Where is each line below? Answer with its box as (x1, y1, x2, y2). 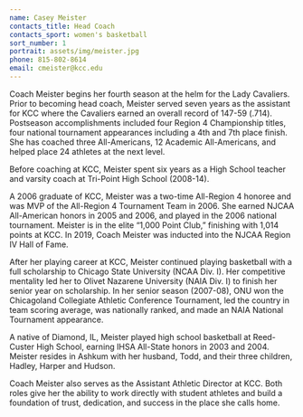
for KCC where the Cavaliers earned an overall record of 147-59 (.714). (9, 108, 273, 118)
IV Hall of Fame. (9, 239, 70, 250)
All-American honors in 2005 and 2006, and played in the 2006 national (9, 210, 278, 221)
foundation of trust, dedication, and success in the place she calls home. (9, 397, 280, 408)
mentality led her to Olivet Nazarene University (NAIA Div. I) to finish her (9, 275, 278, 286)
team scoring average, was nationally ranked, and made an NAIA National (9, 304, 284, 315)
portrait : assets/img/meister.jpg (9, 47, 140, 56)
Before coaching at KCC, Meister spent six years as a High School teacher (9, 164, 287, 175)
